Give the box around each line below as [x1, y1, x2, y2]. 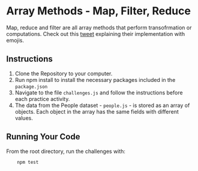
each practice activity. [14, 95, 70, 102]
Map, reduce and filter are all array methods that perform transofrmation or [6, 24, 192, 31]
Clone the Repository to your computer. [14, 70, 113, 77]
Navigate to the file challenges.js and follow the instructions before [14, 88, 183, 96]
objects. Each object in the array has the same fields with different [14, 108, 179, 115]
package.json [14, 84, 48, 90]
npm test [17, 159, 39, 165]
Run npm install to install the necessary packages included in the [14, 76, 176, 83]
